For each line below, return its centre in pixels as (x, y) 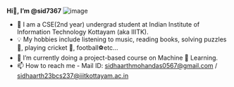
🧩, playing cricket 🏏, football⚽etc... (67, 48)
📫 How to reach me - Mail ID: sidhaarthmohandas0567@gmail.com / (117, 66)
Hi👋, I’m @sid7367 (34, 11)
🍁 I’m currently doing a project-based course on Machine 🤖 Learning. (117, 58)
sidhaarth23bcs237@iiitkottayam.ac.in (73, 76)
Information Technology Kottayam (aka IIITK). (82, 32)
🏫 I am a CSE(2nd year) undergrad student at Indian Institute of (108, 24)
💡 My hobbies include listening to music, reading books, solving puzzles (122, 39)
